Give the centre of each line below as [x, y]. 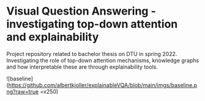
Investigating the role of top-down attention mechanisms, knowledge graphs [103, 60]
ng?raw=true [23, 91]
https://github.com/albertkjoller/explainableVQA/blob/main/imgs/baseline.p [103, 85]
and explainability [53, 37]
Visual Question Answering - [81, 11]
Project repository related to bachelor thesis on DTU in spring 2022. [92, 54]
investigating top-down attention [92, 24]
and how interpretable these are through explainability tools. [82, 67]
